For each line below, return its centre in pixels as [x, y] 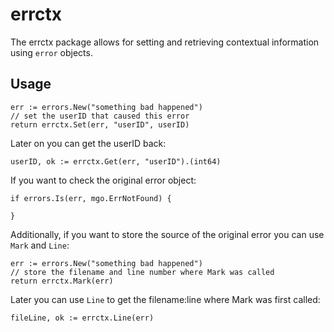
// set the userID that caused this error [100, 116]
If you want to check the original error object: [103, 180]
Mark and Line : [40, 245]
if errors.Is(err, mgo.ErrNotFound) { [91, 198]
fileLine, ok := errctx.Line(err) [82, 318]
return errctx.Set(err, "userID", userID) [100, 124]
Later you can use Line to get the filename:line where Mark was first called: [165, 299]
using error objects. [51, 52]
